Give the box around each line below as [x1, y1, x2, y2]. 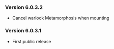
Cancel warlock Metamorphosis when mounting [12, 15, 110, 21]
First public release [12, 38, 52, 44]
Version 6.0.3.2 [5, 4, 43, 11]
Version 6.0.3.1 [5, 27, 42, 34]
